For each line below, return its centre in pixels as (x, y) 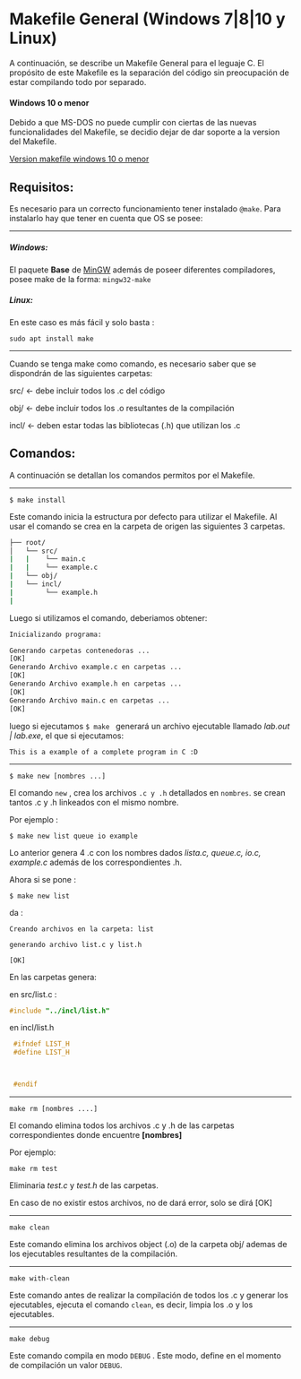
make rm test (34, 1169)
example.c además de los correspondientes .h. (96, 862)
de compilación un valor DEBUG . (66, 1366)
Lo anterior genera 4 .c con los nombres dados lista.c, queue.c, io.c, (135, 852)
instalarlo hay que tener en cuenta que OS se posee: (106, 218)
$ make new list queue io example (74, 836)
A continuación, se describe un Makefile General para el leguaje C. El (137, 63)
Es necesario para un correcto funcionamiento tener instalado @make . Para (145, 208)
